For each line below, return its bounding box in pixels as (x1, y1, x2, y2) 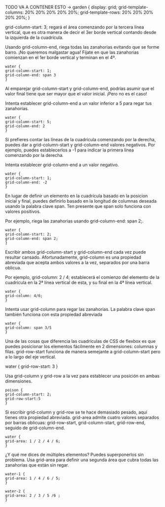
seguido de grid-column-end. (5, 425, 65, 431)
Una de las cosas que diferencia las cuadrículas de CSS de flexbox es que (5, 338, 156, 344)
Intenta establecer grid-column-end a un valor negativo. (5, 162, 119, 168)
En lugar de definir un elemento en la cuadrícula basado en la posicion (5, 193, 148, 199)
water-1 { (5, 472, 26, 477)
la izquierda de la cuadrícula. (5, 34, 64, 40)
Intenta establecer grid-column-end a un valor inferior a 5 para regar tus (5, 100, 152, 106)
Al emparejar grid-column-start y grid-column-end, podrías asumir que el (5, 86, 154, 91)
